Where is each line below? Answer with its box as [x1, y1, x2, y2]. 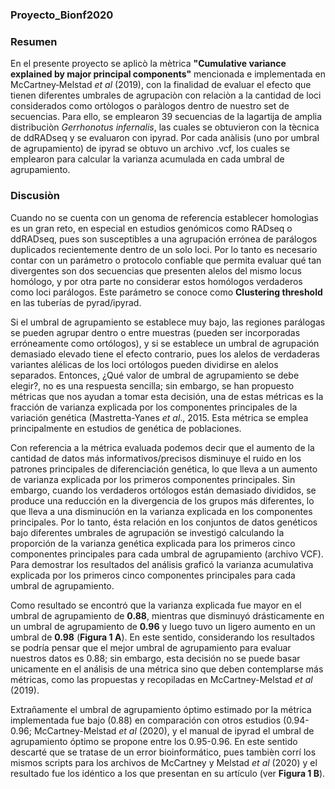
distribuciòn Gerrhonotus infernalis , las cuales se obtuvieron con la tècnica [10, 121, 320, 133]
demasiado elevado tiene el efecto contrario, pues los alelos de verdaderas [10, 348, 320, 360]
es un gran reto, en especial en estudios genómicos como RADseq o [10, 222, 293, 234]
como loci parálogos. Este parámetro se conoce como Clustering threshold [10, 286, 323, 298]
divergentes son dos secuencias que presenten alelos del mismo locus [10, 264, 302, 277]
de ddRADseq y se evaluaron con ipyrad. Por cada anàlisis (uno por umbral [10, 132, 320, 144]
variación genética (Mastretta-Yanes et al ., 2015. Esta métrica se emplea [10, 411, 309, 423]
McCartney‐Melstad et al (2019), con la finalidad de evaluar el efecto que [10, 79, 312, 91]
